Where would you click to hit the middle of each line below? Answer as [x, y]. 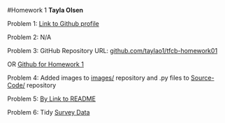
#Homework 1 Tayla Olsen [45, 10]
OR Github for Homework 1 [45, 64]
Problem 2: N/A [29, 37]
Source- [203, 78]
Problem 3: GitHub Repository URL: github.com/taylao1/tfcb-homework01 [112, 51]
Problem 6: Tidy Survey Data [49, 112]
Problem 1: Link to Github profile [53, 23]
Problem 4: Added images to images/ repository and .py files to [99, 78]
